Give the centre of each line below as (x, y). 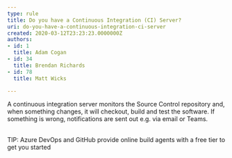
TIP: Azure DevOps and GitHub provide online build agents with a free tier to (116, 140)
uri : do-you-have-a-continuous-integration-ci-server (87, 26)
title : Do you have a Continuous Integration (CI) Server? (94, 20)
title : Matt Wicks (40, 78)
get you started (29, 148)
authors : (20, 40)
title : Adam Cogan (40, 53)
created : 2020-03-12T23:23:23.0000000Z (65, 33)
